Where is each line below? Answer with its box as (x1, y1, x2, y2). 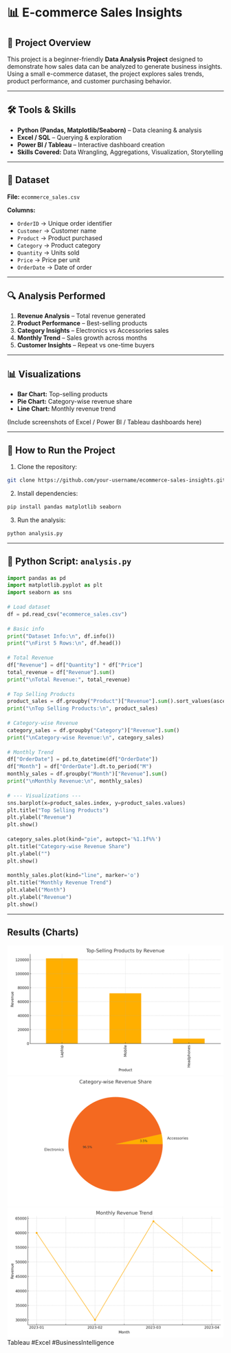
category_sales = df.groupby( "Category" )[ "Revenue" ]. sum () (7, 726, 180, 734)
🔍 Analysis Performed (7, 290, 106, 302)
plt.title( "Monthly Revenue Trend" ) (7, 879, 112, 887)
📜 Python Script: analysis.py (7, 556, 132, 567)
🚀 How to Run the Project (7, 444, 115, 456)
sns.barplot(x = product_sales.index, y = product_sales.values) (7, 799, 186, 806)
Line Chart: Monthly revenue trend (16, 404, 116, 413)
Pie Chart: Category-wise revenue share (16, 398, 133, 406)
